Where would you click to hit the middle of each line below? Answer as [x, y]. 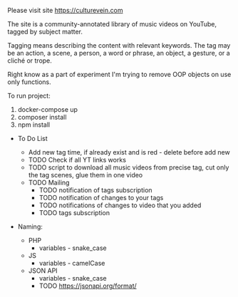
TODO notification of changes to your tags [101, 198]
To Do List [32, 139]
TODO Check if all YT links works [77, 160]
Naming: [30, 226]
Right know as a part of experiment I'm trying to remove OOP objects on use [119, 74]
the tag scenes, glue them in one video [86, 175]
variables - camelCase [72, 263]
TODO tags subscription [74, 213]
